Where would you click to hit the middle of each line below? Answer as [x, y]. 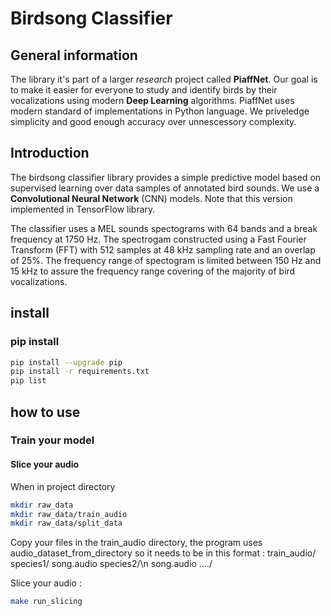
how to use [45, 412]
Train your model [52, 440]
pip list [28, 381]
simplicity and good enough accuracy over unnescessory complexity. [153, 121]
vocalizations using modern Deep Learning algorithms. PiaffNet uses [152, 100]
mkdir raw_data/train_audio [69, 514]
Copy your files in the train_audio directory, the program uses [136, 543]
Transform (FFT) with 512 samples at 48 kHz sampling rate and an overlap [163, 249]
